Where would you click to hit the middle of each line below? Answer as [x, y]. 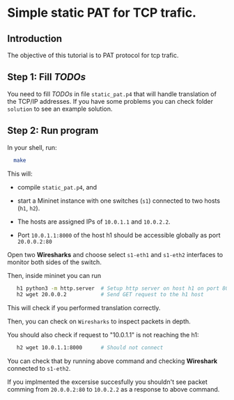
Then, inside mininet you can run [54, 275]
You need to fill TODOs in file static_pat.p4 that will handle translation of [112, 94]
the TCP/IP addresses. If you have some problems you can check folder [110, 101]
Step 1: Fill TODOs [47, 77]
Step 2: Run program [53, 131]
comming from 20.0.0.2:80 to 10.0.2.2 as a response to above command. [114, 390]
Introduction [35, 39]
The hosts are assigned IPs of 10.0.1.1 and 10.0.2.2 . [94, 222]
